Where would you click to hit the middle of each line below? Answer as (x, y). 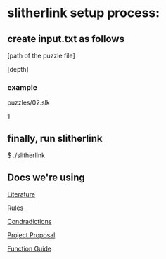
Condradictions (30, 221)
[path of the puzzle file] (41, 55)
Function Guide (29, 248)
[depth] (18, 69)
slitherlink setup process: (84, 13)
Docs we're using (46, 177)
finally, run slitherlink (55, 138)
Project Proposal (31, 235)
